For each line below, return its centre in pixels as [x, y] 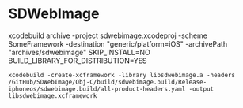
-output [201, 89]
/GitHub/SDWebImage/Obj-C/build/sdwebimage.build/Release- [108, 82]
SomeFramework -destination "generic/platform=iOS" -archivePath [118, 43]
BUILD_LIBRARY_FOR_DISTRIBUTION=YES [78, 61]
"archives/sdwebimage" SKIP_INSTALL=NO [79, 52]
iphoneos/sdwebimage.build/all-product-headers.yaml [97, 89]
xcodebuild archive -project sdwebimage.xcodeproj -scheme [108, 35]
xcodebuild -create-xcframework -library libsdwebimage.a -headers [122, 75]
